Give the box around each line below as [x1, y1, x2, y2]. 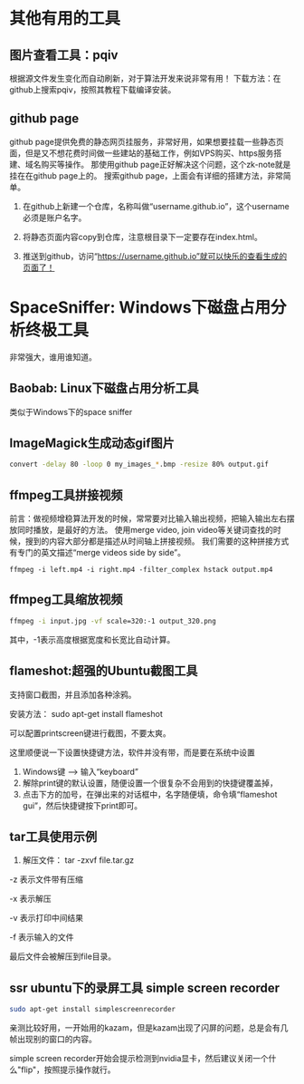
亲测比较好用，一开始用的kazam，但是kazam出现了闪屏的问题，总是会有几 [9, 1022, 289, 1033]
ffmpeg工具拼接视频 [9, 487, 124, 503]
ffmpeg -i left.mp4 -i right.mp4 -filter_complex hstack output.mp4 [9, 566, 273, 575]
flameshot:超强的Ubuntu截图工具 [9, 663, 198, 679]
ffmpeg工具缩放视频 [9, 592, 124, 607]
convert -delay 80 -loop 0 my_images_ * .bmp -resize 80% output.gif [9, 460, 270, 469]
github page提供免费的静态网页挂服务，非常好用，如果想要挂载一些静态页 [9, 136, 284, 147]
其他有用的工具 [9, 8, 121, 29]
